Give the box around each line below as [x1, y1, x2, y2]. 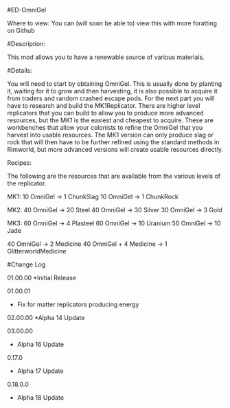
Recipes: [7, 159, 32, 167]
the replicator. [7, 179, 47, 188]
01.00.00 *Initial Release [7, 274, 77, 282]
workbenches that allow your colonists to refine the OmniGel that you [7, 124, 203, 131]
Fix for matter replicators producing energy [16, 300, 139, 308]
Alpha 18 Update [16, 394, 64, 401]
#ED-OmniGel [7, 6, 47, 14]
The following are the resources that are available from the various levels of [7, 172, 221, 180]
